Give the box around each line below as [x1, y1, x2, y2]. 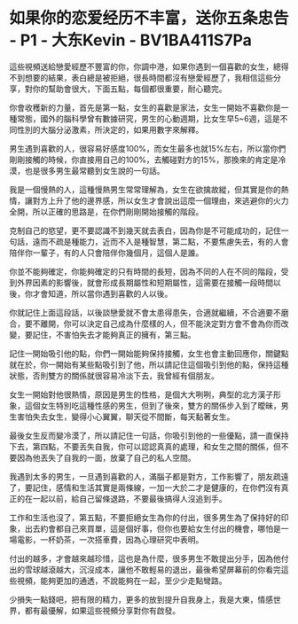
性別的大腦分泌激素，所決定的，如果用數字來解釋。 [16, 124, 204, 135]
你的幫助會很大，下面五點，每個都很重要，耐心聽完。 [32, 83, 227, 94]
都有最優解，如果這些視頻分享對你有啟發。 [24, 604, 180, 616]
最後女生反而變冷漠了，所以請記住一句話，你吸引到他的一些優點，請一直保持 [9, 430, 289, 441]
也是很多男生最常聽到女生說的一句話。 [24, 165, 165, 175]
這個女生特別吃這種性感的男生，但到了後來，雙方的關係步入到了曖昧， [24, 400, 281, 410]
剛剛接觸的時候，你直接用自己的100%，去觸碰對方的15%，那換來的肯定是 [9, 154, 278, 165]
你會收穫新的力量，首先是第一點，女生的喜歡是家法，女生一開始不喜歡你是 [9, 102, 281, 113]
